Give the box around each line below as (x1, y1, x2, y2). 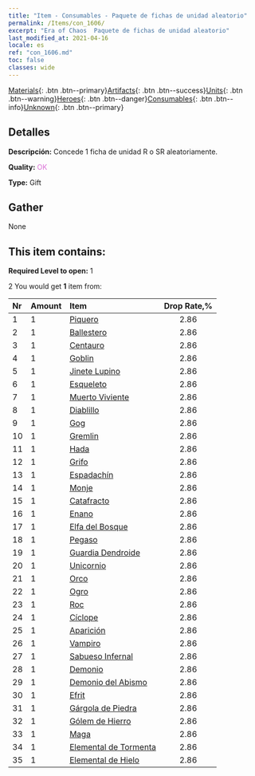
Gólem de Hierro (69, 715, 131, 727)
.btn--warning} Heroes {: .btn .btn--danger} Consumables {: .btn (8, 93, 213, 104)
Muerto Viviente (69, 392, 130, 403)
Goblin (69, 353, 94, 364)
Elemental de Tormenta (69, 742, 157, 753)
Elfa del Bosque (69, 522, 128, 533)
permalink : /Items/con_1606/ (8, 19, 105, 27)
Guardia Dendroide (69, 547, 141, 558)
